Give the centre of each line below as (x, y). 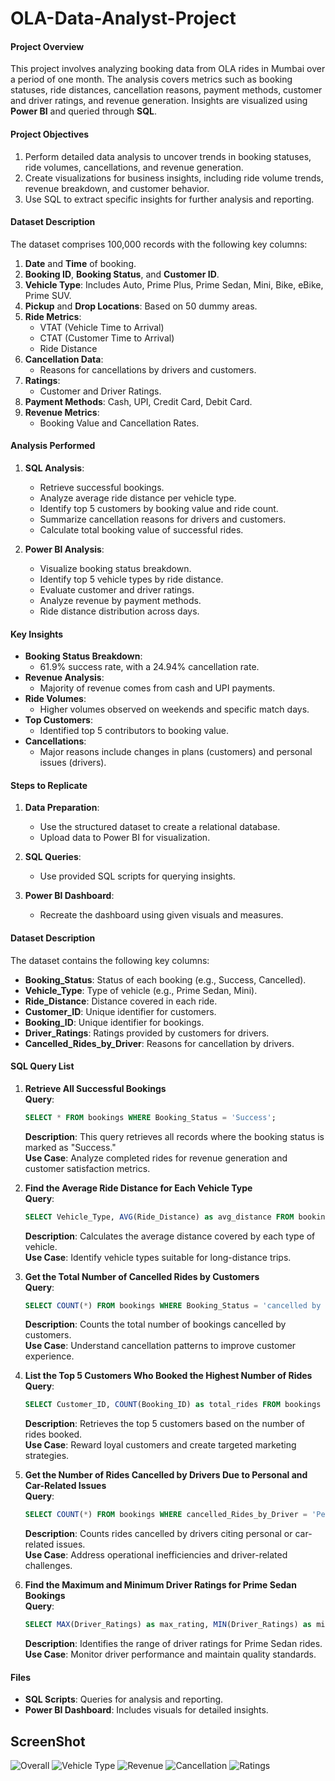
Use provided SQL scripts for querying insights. (137, 876)
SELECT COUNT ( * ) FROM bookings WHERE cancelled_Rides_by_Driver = (166, 1515)
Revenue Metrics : (62, 412)
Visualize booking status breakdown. (115, 568)
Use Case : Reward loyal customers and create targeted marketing (160, 1445)
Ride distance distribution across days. (119, 611)
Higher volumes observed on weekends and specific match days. (174, 709)
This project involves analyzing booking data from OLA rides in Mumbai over (168, 69)
